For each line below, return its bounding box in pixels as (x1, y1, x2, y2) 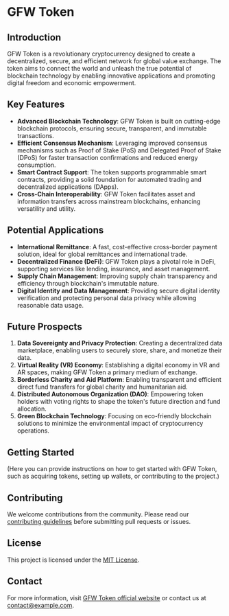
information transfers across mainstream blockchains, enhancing (16, 197, 201, 205)
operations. (16, 426, 50, 435)
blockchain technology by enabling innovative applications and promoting (7, 71, 215, 80)
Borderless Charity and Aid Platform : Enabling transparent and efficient (16, 376, 221, 384)
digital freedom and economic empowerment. (7, 79, 136, 87)
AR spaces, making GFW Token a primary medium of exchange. (16, 368, 197, 376)
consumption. (16, 161, 56, 169)
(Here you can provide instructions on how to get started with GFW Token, (7, 465, 217, 473)
